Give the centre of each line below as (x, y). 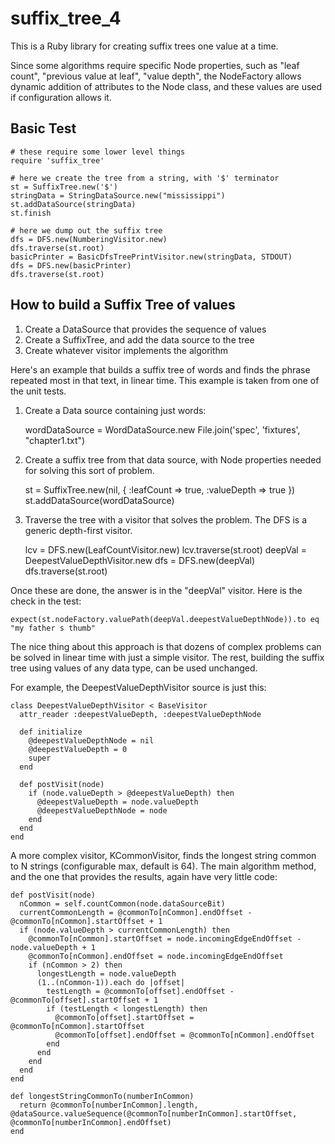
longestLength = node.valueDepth (106, 973)
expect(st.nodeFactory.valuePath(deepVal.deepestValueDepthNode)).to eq (165, 619)
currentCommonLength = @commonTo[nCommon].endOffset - (136, 912)
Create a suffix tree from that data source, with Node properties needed (173, 459)
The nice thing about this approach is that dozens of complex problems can (166, 646)
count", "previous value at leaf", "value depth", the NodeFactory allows (156, 76)
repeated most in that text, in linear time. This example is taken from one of (165, 380)
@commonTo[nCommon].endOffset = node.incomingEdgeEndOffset (156, 956)
